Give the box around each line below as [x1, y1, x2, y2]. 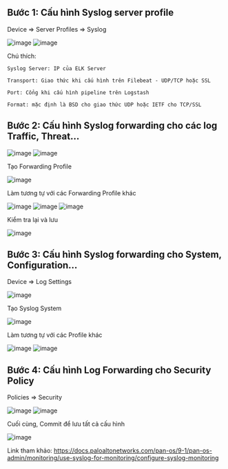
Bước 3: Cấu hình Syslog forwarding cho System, [7, 249, 222, 261]
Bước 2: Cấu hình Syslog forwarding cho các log [7, 120, 218, 131]
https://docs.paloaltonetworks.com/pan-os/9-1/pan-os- [54, 446, 212, 455]
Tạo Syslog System [7, 304, 62, 313]
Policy [7, 375, 34, 386]
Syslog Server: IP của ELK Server [7, 65, 107, 72]
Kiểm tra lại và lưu [7, 215, 59, 223]
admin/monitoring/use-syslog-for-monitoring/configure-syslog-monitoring [7, 454, 219, 462]
